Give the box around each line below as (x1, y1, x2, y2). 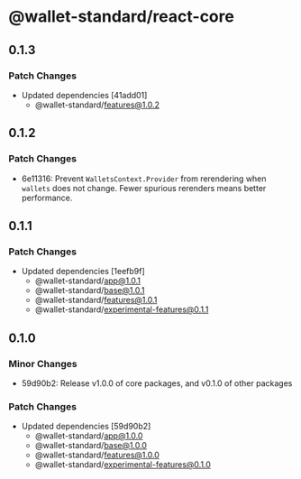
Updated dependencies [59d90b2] (21, 421, 151, 432)
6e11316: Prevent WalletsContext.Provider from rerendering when (21, 173, 267, 184)
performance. (21, 192, 73, 203)
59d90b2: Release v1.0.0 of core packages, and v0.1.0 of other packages (21, 377, 293, 389)
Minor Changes (8, 357, 78, 370)
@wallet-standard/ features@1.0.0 (34, 449, 160, 461)
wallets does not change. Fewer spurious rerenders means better (21, 182, 267, 193)
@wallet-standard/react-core (8, 6, 235, 27)
